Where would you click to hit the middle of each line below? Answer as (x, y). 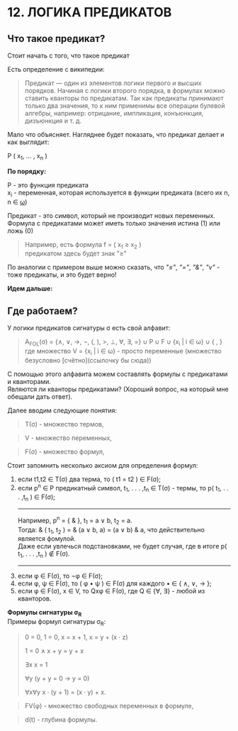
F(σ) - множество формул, (64, 451)
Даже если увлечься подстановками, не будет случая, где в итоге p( (122, 546)
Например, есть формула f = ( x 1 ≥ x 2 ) (83, 245)
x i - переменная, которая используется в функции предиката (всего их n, (119, 193)
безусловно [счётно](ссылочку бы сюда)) (88, 360)
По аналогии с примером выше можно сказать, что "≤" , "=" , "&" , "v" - (114, 268)
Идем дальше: (30, 289)
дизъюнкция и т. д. (53, 121)
